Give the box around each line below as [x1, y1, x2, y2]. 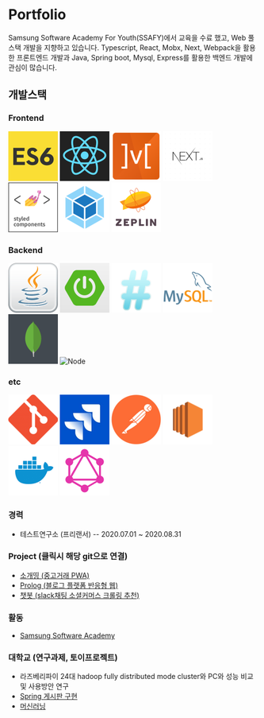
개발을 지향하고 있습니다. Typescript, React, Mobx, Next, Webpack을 [22, 42, 242, 52]
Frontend [8, 113, 44, 124]
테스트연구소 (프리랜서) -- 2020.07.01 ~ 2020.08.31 [19, 529, 182, 538]
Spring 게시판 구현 [19, 692, 78, 701]
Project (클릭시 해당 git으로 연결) [8, 551, 128, 562]
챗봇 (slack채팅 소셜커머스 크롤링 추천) [19, 590, 140, 600]
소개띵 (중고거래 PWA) [19, 570, 90, 580]
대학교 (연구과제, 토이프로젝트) [8, 652, 118, 663]
